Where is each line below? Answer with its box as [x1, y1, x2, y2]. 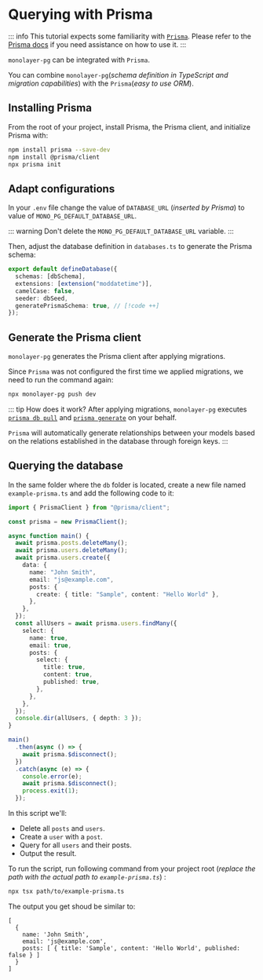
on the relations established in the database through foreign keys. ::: [8, 437, 228, 445]
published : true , [42, 678, 100, 686]
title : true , [42, 664, 86, 671]
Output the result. [19, 849, 77, 858]
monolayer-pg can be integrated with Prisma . [8, 55, 151, 64]
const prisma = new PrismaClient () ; [8, 517, 128, 525]
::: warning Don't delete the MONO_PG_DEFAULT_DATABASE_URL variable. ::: [8, 226, 234, 236]
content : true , [42, 671, 93, 678]
